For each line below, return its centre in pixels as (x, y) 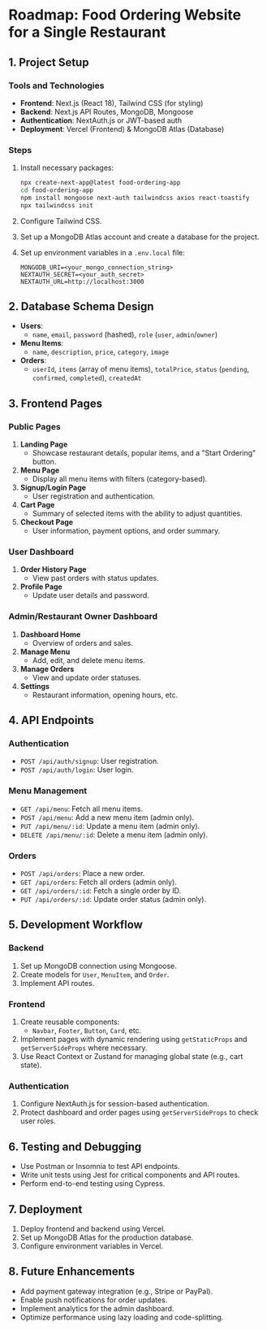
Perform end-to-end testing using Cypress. (93, 1184)
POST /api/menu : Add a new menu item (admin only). (107, 817)
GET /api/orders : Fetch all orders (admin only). (98, 882)
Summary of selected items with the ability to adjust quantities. (138, 513)
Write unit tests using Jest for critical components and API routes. (130, 1175)
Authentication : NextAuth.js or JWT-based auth (101, 120)
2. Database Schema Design (81, 307)
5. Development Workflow (76, 925)
